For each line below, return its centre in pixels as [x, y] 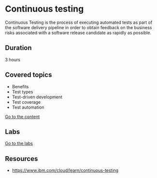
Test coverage [26, 102]
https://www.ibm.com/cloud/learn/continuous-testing [65, 170]
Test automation [28, 107]
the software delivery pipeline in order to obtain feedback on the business [78, 27]
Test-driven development [37, 97]
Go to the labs [19, 144]
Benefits [20, 86]
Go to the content [22, 116]
